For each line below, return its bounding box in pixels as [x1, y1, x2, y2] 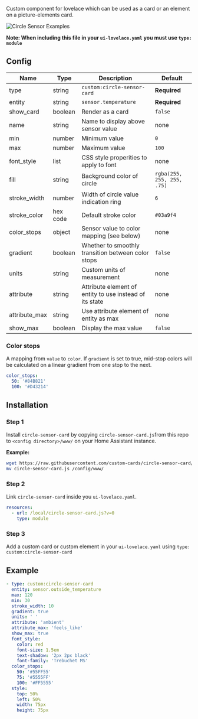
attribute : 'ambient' [11, 620, 65, 626]
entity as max [81, 314, 119, 323]
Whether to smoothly [81, 241, 140, 249]
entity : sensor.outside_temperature [11, 587, 101, 593]
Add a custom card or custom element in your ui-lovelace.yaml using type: [6, 543, 190, 550]
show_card [9, 108, 39, 116]
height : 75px [16, 707, 49, 714]
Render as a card [81, 108, 128, 116]
